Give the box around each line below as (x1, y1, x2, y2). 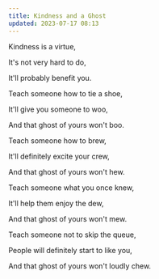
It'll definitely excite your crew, (8, 151, 111, 161)
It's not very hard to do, (8, 57, 86, 67)
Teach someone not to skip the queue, (8, 230, 136, 239)
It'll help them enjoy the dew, (8, 198, 104, 208)
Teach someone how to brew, (8, 135, 107, 146)
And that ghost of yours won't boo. (8, 120, 125, 129)
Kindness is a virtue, (8, 41, 77, 51)
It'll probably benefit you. (8, 73, 92, 82)
